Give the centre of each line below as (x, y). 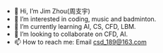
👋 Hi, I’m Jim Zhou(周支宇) (52, 11)
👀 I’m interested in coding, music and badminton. (85, 19)
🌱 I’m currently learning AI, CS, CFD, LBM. (75, 26)
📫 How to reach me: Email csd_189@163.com (80, 42)
